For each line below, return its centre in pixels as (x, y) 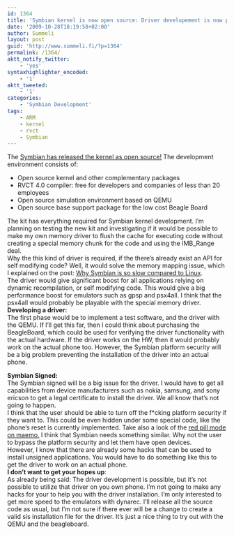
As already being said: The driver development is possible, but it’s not (107, 480)
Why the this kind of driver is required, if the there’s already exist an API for (115, 258)
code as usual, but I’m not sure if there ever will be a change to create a (110, 509)
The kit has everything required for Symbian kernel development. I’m (106, 221)
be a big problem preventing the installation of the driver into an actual (108, 355)
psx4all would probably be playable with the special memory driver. (104, 303)
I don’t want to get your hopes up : (57, 472)
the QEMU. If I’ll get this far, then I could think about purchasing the (103, 325)
